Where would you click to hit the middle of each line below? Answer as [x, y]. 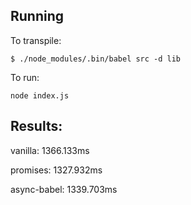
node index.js [40, 95]
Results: [36, 126]
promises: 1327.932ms [56, 170]
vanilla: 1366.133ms [50, 150]
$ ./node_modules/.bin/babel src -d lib [96, 59]
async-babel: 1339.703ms [64, 189]
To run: [25, 77]
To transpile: [36, 40]
